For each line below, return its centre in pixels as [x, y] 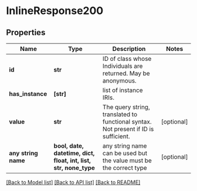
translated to [120, 114]
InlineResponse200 [55, 11]
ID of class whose [127, 59]
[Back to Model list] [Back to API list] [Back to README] [73, 182]
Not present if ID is [128, 129]
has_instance [28, 94]
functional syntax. [127, 122]
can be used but [125, 153]
